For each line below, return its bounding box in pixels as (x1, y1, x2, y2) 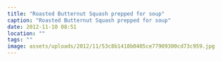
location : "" (7, 29, 46, 37)
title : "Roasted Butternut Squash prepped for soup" (7, 10, 165, 18)
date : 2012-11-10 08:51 (7, 23, 77, 30)
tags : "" (7, 36, 33, 43)
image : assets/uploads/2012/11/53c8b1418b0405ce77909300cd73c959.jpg (7, 43, 216, 50)
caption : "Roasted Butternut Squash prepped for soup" (7, 17, 171, 24)
